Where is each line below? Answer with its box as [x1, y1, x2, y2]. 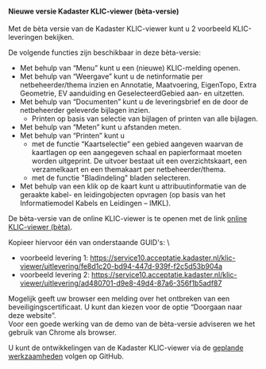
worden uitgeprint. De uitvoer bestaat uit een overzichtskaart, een [31, 156, 248, 166]
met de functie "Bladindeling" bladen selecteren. [31, 173, 191, 183]
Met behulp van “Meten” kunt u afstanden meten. [19, 122, 182, 132]
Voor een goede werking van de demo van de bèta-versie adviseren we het [8, 319, 256, 329]
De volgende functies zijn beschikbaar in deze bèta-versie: [8, 48, 201, 57]
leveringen [8, 33, 44, 42]
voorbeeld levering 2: [19, 270, 90, 280]
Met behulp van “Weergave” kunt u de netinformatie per [19, 72, 203, 81]
